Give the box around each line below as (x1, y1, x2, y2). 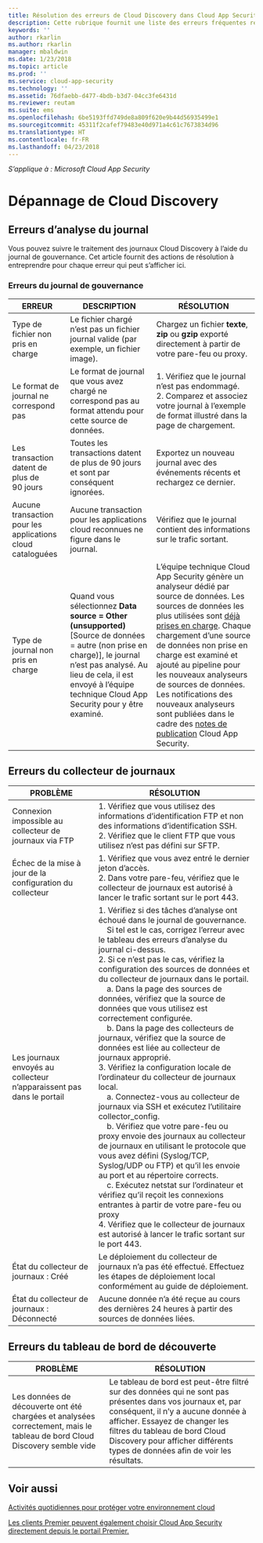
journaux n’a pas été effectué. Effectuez (98, 1261, 245, 1272)
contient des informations (156, 524, 250, 535)
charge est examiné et (156, 649, 239, 660)
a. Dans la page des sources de (106, 983, 222, 994)
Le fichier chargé (70, 313, 133, 324)
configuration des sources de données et (98, 963, 250, 974)
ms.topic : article (8, 63, 68, 71)
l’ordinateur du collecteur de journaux (98, 1072, 236, 1083)
